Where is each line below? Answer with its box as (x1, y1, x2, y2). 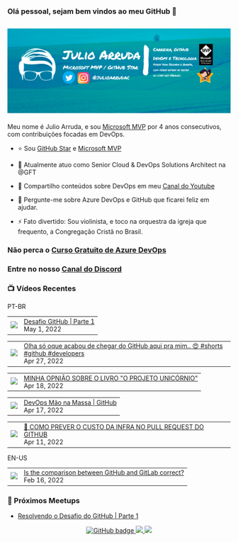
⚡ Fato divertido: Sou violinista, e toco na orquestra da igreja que (17, 218, 207, 226)
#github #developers (23, 349, 85, 358)
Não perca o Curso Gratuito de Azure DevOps (7, 245, 166, 255)
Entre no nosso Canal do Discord (7, 264, 122, 274)
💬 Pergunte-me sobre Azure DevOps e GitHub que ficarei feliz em (17, 196, 210, 204)
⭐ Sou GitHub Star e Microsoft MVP (17, 145, 122, 153)
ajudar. (17, 203, 38, 212)
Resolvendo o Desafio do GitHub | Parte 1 (17, 512, 139, 520)
